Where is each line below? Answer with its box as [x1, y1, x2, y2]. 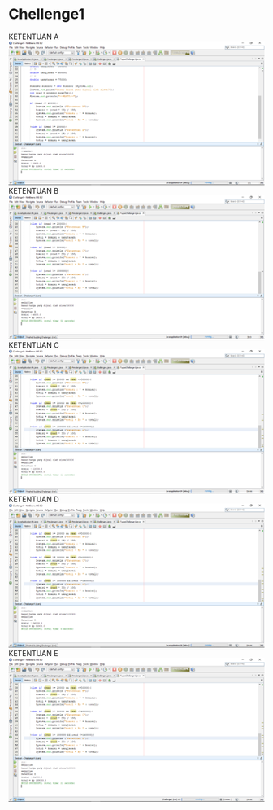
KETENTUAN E [8, 648, 58, 658]
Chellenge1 [8, 5, 85, 24]
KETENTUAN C [8, 339, 59, 350]
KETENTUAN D [8, 494, 59, 504]
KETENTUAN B [8, 186, 59, 195]
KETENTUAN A [8, 32, 59, 42]
